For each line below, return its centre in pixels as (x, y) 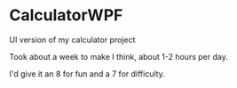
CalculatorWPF (66, 15)
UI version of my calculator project (72, 40)
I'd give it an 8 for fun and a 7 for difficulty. (87, 73)
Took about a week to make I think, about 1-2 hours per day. (118, 56)
